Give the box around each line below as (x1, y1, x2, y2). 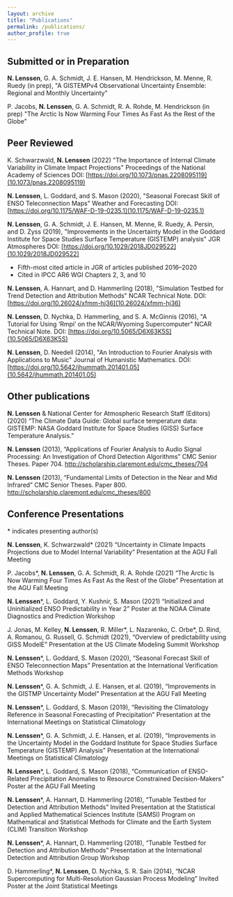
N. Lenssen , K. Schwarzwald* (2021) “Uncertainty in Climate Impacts (7, 540, 206, 548)
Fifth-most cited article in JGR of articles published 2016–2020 (17, 263, 198, 271)
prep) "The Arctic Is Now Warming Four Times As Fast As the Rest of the (7, 110, 216, 119)
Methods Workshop (7, 668, 64, 677)
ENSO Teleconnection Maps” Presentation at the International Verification (7, 661, 218, 670)
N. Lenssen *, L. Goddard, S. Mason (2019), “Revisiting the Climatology (7, 702, 209, 711)
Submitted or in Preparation (7, 55, 130, 67)
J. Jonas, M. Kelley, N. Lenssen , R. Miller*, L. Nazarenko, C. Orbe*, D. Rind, (7, 625, 221, 633)
